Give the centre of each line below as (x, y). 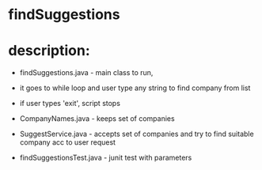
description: (49, 51)
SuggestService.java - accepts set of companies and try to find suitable (137, 134)
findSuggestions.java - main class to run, (86, 73)
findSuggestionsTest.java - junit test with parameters (106, 158)
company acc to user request (68, 142)
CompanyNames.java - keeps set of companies (97, 119)
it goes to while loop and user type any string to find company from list (135, 88)
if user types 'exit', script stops (70, 104)
